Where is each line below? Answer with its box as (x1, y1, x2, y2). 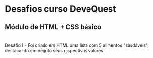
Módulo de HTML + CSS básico (5, 23, 102, 31)
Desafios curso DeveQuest (5, 3, 116, 15)
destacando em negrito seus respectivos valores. (5, 47, 105, 53)
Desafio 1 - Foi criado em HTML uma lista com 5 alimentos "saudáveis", (5, 42, 149, 48)
